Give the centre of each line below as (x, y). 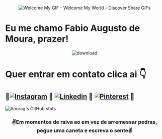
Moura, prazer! (37, 39)
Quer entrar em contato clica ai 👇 (76, 75)
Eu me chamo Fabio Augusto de (72, 28)
